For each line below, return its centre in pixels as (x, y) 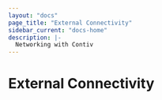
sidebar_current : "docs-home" (58, 30)
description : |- (35, 37)
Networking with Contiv (54, 45)
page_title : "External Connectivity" (70, 23)
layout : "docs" (33, 15)
